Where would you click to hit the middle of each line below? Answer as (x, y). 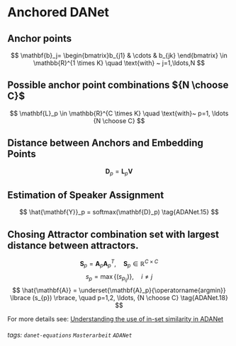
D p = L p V (119, 172)
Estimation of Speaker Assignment (86, 195)
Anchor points (40, 39)
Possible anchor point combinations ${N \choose (118, 85)
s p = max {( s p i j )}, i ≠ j (119, 277)
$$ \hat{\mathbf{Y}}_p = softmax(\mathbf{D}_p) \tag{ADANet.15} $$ (119, 212)
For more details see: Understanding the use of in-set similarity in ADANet (116, 318)
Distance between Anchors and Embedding (106, 143)
